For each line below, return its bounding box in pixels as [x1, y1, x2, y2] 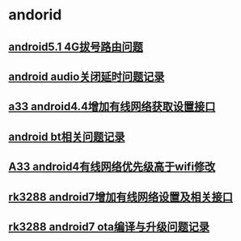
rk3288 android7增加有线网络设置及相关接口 [8, 190, 233, 204]
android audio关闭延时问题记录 [8, 70, 165, 83]
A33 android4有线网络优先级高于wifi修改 [8, 160, 216, 174]
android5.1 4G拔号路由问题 [8, 40, 144, 53]
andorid [8, 6, 62, 24]
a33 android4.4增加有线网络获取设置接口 [8, 99, 216, 114]
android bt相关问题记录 [8, 129, 125, 143]
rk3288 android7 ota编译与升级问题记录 [8, 220, 210, 234]
